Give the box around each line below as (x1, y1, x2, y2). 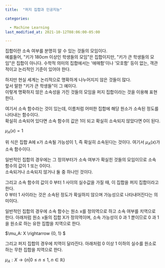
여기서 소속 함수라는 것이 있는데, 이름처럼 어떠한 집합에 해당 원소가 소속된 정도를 (5, 106, 159, 112)
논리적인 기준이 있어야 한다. (18, 66, 71, 72)
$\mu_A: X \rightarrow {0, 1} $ (5, 230, 66, 236)
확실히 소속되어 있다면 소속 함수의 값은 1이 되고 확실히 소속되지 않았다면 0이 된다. (5, 118, 161, 124)
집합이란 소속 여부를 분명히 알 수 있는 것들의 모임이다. (5, 48, 107, 54)
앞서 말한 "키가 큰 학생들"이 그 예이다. (5, 83, 77, 89)
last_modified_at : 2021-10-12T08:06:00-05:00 (5, 30, 100, 34)
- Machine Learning (9, 25, 50, 30)
